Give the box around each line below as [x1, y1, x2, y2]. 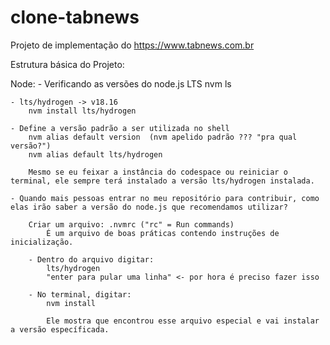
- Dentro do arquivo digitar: [28, 254, 155, 265]
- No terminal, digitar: [28, 289, 132, 300]
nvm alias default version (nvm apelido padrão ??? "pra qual [28, 132, 298, 142]
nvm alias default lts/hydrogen [28, 149, 163, 160]
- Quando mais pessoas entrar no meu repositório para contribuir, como [10, 193, 320, 203]
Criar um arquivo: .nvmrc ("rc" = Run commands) [28, 219, 235, 230]
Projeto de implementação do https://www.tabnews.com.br [10, 39, 255, 51]
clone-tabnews [10, 6, 140, 29]
